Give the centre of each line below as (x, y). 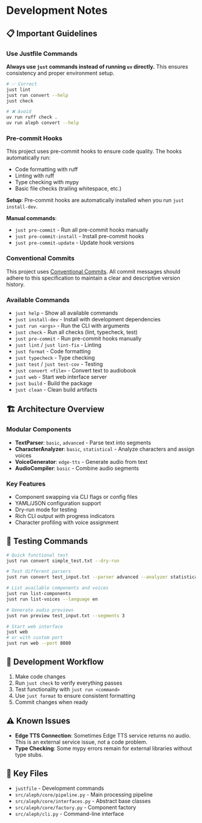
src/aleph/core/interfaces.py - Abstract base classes (83, 801)
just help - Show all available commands (66, 313)
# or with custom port (35, 638)
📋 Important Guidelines (52, 33)
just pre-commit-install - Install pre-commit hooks (79, 236)
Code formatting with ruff (46, 170)
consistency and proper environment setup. (60, 73)
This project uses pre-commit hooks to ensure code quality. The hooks (94, 152)
